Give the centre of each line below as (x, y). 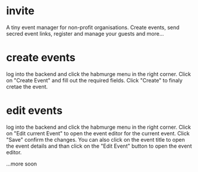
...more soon (22, 164)
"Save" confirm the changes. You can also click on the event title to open (96, 139)
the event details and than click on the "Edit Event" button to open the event (99, 146)
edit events (34, 111)
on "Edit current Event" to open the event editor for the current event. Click (98, 133)
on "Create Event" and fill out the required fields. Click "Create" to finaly (95, 80)
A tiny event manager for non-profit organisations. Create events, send (93, 27)
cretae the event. (27, 87)
